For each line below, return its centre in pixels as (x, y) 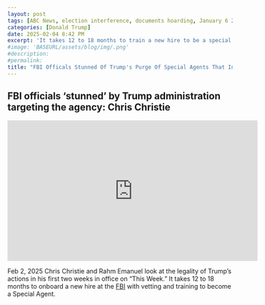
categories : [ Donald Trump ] (49, 27)
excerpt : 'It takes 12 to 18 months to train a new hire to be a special (120, 41)
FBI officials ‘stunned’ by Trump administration (114, 96)
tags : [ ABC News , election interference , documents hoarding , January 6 (118, 21)
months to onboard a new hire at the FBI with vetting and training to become (119, 286)
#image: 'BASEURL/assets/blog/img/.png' (69, 47)
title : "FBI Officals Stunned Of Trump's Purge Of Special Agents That (116, 67)
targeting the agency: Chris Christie (89, 107)
